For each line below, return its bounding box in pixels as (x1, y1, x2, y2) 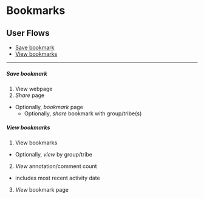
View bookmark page (15, 186, 69, 193)
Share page (15, 92, 45, 99)
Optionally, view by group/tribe (15, 150, 93, 158)
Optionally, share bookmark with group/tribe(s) (24, 110, 142, 117)
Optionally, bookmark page (15, 103, 84, 110)
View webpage (15, 85, 53, 92)
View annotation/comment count (15, 162, 97, 170)
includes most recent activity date (15, 174, 100, 181)
